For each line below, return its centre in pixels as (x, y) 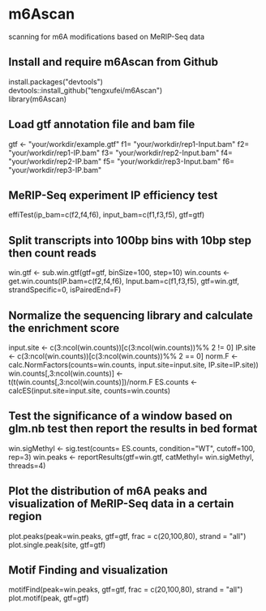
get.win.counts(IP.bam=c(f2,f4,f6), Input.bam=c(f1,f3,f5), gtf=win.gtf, (124, 282)
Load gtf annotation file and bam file (102, 125)
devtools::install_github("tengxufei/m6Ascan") (86, 90)
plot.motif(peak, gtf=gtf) (49, 598)
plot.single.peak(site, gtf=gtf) (57, 544)
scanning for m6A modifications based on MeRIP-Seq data (107, 37)
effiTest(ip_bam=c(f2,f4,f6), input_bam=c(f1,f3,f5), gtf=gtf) (107, 215)
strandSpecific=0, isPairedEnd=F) (65, 290)
